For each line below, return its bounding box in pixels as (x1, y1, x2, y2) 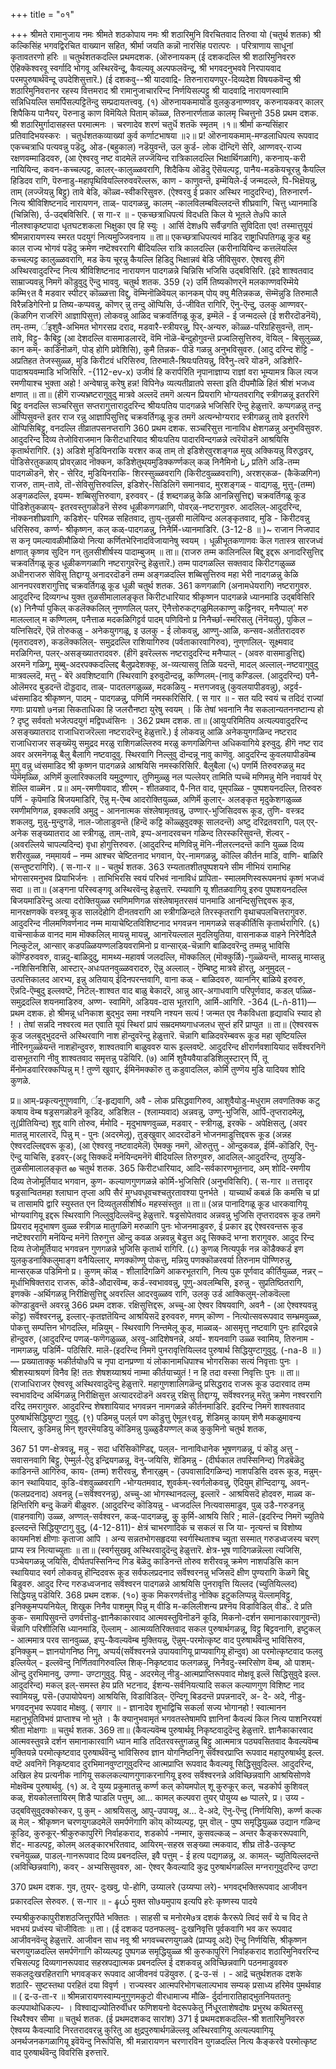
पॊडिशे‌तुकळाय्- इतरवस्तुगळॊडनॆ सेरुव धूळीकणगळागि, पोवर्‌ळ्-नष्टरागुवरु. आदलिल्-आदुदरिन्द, (10, 501, 302, 513)
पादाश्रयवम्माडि (10, 366, 55, 378)
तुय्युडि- (281, 1151, 307, 1163)
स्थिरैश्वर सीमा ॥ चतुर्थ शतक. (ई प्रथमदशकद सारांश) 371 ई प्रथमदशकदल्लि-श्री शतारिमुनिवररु (10, 2013, 305, 2024)
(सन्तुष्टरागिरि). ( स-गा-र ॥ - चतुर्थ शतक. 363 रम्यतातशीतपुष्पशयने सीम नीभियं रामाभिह (10, 861, 292, 873)
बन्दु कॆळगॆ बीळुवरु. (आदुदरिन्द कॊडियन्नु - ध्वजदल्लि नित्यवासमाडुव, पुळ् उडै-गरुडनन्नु (41, 1499, 305, 1511)
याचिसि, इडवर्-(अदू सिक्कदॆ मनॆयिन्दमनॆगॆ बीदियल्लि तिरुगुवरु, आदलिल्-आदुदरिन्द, (23, 1151, 280, 1163)
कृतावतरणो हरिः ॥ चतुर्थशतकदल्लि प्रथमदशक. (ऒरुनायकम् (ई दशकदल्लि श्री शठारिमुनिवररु (10, 51, 297, 63)
